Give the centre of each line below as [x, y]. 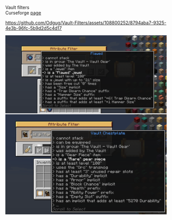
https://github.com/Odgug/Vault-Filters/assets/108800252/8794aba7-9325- [86, 23]
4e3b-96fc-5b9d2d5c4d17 [34, 28]
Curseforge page [23, 13]
